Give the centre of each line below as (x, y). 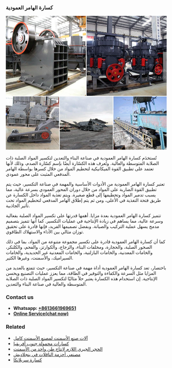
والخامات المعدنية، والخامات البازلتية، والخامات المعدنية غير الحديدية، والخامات (79, 252)
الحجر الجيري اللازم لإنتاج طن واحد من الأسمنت (58, 349)
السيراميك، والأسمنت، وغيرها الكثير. (40, 258)
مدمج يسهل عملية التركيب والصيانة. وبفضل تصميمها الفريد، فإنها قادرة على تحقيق (83, 226)
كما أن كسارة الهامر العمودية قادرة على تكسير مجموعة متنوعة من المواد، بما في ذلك (85, 242)
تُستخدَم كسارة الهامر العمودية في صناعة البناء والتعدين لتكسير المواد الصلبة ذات (81, 157)
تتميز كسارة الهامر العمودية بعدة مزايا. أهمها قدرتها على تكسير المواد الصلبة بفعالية (83, 215)
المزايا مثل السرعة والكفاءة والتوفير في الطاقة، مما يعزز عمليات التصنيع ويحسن (81, 273)
